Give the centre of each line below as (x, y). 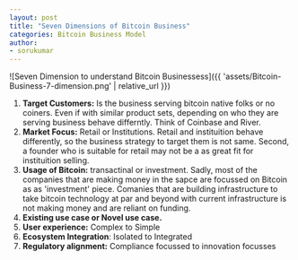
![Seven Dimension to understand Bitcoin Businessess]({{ (115, 76)
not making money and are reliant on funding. (106, 208)
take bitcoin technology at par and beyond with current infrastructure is (154, 199)
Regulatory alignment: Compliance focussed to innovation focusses (149, 247)
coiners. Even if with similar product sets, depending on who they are (150, 113)
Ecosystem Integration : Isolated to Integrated (107, 237)
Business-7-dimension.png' (61, 86)
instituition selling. (56, 160)
